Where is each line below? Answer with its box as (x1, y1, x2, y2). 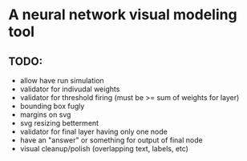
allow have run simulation (19, 76, 104, 85)
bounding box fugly (19, 102, 85, 111)
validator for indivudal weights (19, 84, 120, 94)
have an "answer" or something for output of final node (19, 135, 203, 145)
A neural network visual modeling (8, 6, 238, 24)
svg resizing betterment (19, 119, 99, 127)
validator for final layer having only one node (19, 127, 168, 136)
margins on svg (19, 110, 71, 119)
